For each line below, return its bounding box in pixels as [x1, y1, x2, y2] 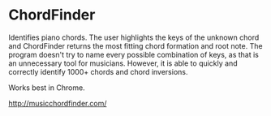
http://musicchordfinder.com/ [8, 98, 107, 108]
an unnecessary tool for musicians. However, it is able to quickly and [8, 58, 238, 68]
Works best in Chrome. [8, 83, 85, 92]
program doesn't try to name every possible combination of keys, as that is [8, 49, 260, 59]
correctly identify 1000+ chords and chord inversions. [8, 67, 188, 76]
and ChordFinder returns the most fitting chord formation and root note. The [8, 41, 263, 50]
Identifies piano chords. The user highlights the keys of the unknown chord [8, 32, 260, 42]
